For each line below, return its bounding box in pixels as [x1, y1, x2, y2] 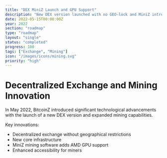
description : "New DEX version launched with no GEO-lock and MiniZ [5, 12, 150, 17]
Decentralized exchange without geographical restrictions [12, 132, 131, 138]
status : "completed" [5, 40, 48, 45]
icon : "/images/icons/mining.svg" [5, 53, 77, 59]
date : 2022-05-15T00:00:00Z [5, 16, 64, 21]
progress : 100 [5, 44, 35, 49]
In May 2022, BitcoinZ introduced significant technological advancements [5, 107, 157, 113]
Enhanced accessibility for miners [12, 148, 82, 154]
